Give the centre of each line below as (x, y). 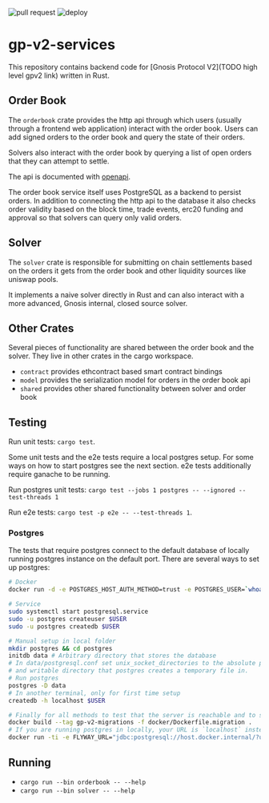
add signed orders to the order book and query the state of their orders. (127, 137)
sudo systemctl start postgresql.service (78, 612)
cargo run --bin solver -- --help (77, 791)
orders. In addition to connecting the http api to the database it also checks (132, 200)
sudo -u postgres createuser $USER (68, 619)
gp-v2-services (62, 45)
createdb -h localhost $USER (57, 700)
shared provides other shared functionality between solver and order (133, 389)
